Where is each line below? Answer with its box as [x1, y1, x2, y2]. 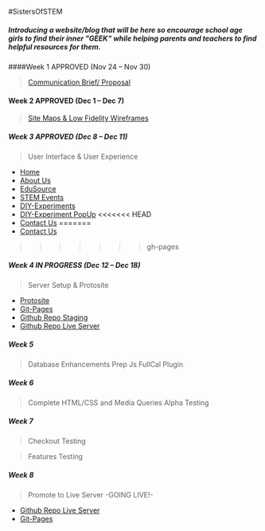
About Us [19, 175, 52, 186]
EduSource [19, 184, 57, 194]
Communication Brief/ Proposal [27, 77, 131, 87]
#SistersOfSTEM [8, 7, 63, 16]
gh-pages [146, 242, 179, 252]
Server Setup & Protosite [27, 281, 109, 290]
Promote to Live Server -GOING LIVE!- [27, 490, 154, 499]
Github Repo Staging [19, 313, 88, 322]
